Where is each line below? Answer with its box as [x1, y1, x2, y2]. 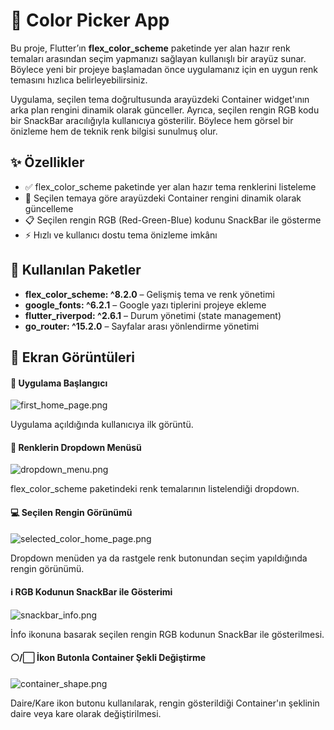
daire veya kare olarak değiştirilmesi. [10, 707, 162, 719]
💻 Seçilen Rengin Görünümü [10, 506, 133, 518]
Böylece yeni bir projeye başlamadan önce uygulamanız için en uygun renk [10, 63, 319, 75]
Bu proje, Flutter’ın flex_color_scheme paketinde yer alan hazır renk [10, 42, 291, 54]
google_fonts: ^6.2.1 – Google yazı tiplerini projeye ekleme [24, 299, 267, 311]
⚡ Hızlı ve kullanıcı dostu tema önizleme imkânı [24, 229, 218, 241]
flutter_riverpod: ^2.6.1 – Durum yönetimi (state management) [24, 309, 282, 321]
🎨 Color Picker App [10, 9, 170, 32]
